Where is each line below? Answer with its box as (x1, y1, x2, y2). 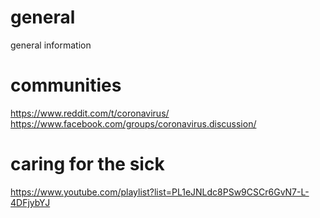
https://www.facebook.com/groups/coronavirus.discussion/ (10, 117, 257, 130)
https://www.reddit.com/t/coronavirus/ (10, 107, 170, 119)
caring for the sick (10, 153, 165, 176)
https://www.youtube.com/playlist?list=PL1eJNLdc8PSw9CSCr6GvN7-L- (10, 186, 310, 198)
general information (10, 39, 92, 51)
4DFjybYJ (10, 196, 51, 208)
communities (10, 74, 122, 97)
